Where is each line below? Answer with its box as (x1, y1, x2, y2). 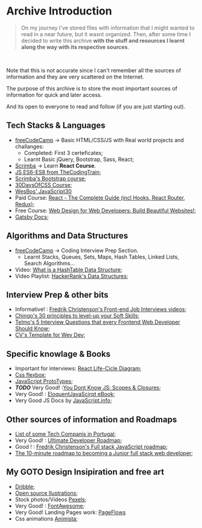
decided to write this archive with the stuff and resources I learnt (21, 37, 185, 44)
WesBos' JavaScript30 (14, 187, 72, 195)
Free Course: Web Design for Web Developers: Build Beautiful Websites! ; (14, 207, 197, 214)
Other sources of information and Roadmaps (6, 414, 177, 424)
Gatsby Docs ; (14, 213, 49, 221)
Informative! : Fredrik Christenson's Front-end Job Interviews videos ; (14, 306, 187, 313)
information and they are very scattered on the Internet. (6, 73, 145, 80)
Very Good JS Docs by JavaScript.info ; (14, 397, 113, 404)
